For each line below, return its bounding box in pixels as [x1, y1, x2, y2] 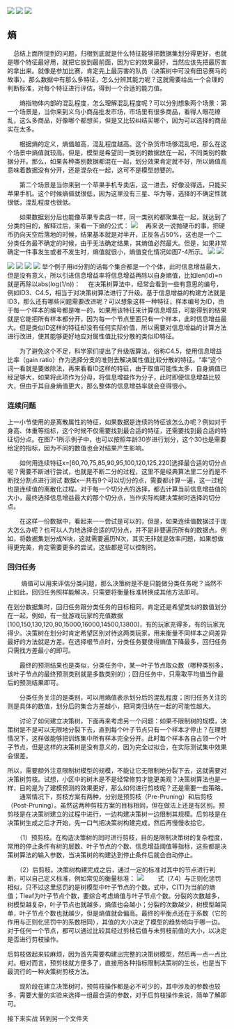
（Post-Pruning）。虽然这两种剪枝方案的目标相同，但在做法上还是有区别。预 [7, 801, 225, 810]
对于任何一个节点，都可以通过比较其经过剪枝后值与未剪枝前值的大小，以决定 [7, 927, 227, 935]
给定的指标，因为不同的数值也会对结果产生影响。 [7, 444, 148, 453]
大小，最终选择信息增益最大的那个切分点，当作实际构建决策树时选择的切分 [7, 494, 221, 502]
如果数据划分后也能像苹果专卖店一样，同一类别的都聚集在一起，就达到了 [19, 212, 227, 221]
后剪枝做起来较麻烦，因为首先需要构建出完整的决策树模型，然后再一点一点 [7, 950, 221, 959]
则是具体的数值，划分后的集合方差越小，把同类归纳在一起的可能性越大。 [7, 702, 214, 710]
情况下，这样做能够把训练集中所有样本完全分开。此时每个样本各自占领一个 [7, 735, 221, 743]
